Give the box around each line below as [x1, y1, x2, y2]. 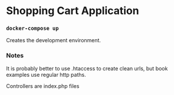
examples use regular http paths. [6, 71, 87, 78]
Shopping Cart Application [6, 4, 140, 18]
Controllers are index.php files [6, 82, 80, 89]
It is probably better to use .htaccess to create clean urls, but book [6, 65, 168, 72]
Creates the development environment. [6, 37, 101, 44]
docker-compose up [6, 25, 59, 32]
